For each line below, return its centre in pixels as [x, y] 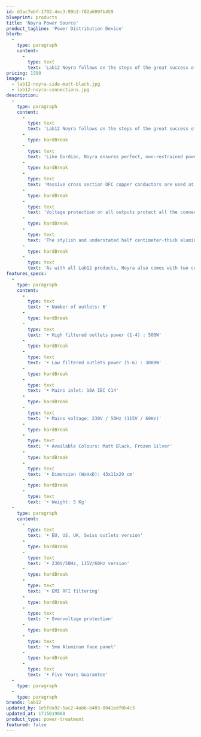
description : [22, 95]
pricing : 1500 [24, 73]
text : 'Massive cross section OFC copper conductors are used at [111, 185]
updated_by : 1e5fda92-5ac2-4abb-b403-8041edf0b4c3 [71, 708]
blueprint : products [32, 17]
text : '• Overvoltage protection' [71, 619]
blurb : [14, 34]
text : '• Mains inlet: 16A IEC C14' [73, 391]
